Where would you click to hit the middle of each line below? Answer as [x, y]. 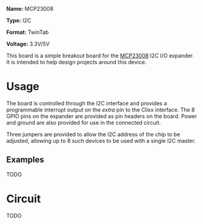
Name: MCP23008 [30, 9]
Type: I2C [19, 20]
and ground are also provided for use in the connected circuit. [84, 122]
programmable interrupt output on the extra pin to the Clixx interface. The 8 [101, 110]
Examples [25, 160]
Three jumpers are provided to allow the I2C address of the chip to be [93, 134]
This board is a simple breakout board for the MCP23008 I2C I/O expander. [100, 56]
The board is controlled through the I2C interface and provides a [87, 103]
